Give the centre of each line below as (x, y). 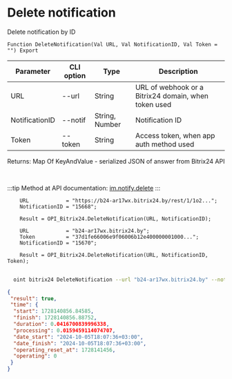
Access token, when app (175, 135)
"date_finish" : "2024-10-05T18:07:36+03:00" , (80, 343)
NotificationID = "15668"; (58, 206)
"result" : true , (33, 298)
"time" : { (24, 305)
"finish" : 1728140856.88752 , (55, 318)
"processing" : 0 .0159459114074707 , (65, 330)
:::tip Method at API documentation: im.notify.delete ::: (84, 188)
